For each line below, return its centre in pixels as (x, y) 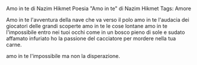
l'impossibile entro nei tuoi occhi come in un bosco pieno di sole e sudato (96, 32)
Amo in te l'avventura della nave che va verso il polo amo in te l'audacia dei (98, 20)
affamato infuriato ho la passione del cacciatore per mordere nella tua (91, 38)
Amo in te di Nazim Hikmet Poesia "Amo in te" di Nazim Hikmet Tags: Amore (98, 8)
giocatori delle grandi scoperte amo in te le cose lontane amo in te (87, 26)
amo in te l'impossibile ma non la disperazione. (63, 56)
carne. (14, 45)
